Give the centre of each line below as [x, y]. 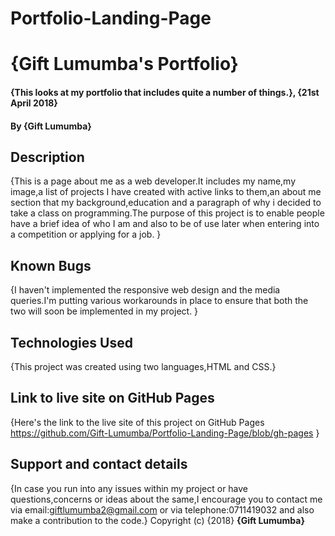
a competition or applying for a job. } [86, 234]
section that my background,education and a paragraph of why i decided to [166, 203]
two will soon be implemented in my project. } [104, 311]
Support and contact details [99, 464]
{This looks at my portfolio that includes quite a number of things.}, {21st [165, 92]
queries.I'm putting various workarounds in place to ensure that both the [159, 301]
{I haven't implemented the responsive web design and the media [145, 290]
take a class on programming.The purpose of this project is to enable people [167, 213]
